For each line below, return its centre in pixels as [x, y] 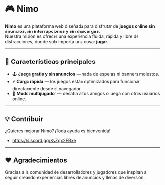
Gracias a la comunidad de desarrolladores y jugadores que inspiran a [76, 172]
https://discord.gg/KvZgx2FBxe [44, 140]
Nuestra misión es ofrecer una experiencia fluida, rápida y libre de [72, 36]
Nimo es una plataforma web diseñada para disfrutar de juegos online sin [80, 26]
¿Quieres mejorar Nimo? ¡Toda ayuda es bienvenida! [58, 131]
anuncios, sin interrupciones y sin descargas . [53, 31]
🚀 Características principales [50, 62]
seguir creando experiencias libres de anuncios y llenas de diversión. [75, 178]
